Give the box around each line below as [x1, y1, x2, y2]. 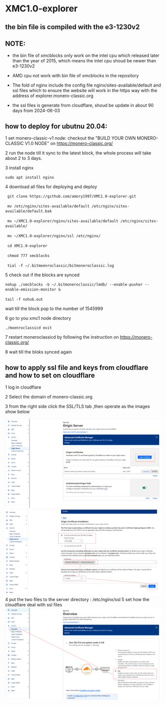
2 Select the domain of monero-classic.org [5, 394, 93, 400]
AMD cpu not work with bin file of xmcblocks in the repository [12, 73, 139, 79]
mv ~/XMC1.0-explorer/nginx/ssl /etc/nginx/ [7, 234, 101, 239]
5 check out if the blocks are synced [5, 272, 80, 278]
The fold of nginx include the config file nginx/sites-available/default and [12, 82, 161, 88]
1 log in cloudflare [5, 384, 41, 390]
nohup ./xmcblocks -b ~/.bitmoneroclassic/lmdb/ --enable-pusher [5, 282, 143, 287]
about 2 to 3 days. [5, 155, 42, 161]
